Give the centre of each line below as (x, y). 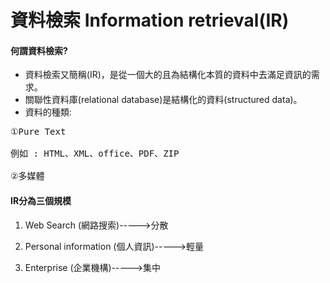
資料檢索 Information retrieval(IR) (150, 20)
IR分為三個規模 (41, 200)
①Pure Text (38, 132)
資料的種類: (48, 112)
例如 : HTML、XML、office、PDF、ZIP (95, 154)
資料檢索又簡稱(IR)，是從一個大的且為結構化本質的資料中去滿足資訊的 (168, 75)
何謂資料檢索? (39, 50)
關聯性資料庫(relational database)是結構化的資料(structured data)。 (163, 100)
